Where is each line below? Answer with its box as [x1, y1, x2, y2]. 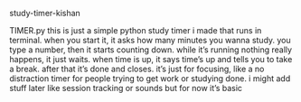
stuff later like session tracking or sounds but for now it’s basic [9, 83, 242, 93]
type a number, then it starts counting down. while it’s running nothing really [9, 44, 292, 55]
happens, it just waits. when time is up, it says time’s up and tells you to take [9, 54, 293, 64]
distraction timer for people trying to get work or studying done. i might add [9, 73, 291, 84]
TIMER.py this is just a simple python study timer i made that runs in [9, 25, 262, 35]
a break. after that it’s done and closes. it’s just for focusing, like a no [9, 63, 265, 74]
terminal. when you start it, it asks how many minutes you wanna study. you [9, 35, 291, 45]
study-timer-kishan [9, 8, 81, 18]
